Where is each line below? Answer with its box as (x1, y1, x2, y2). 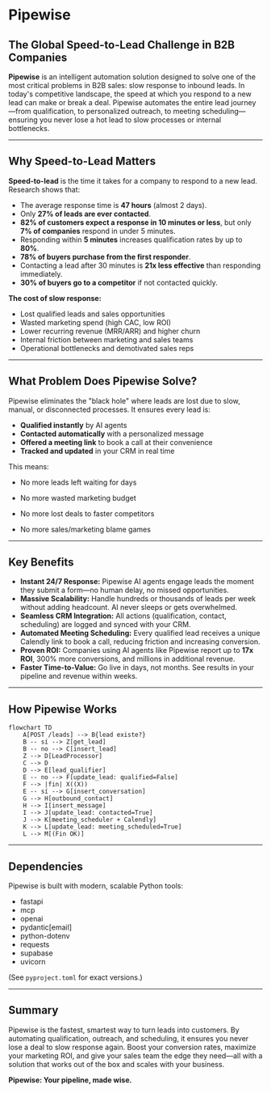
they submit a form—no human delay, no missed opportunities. (19, 585, 230, 595)
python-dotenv (19, 931, 70, 941)
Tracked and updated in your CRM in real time (19, 446, 175, 455)
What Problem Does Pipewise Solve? (8, 375, 198, 388)
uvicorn (19, 957, 46, 967)
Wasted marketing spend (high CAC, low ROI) (19, 317, 172, 327)
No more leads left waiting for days (19, 477, 137, 487)
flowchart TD (8, 724, 52, 732)
